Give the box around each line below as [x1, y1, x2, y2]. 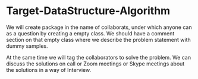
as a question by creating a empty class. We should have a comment [6, 29, 175, 37]
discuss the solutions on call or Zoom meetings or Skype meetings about [6, 60, 185, 67]
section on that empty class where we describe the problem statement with [6, 36, 191, 43]
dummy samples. [6, 42, 49, 50]
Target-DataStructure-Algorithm [6, 4, 171, 18]
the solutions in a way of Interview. [6, 66, 91, 73]
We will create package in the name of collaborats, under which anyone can [6, 24, 192, 31]
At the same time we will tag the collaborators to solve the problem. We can [6, 54, 191, 61]
